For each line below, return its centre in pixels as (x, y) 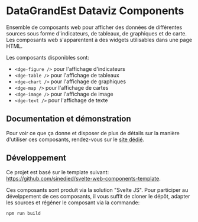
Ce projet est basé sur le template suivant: (58, 172)
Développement (36, 158)
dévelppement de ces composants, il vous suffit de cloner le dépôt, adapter (98, 196)
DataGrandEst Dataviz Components (95, 11)
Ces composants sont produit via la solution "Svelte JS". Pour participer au (97, 190)
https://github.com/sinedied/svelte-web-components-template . (84, 178)
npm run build (24, 213)
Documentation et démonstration (69, 119)
